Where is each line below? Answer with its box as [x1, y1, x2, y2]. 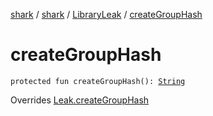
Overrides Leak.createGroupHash [10, 94, 150, 106]
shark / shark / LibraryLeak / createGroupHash [10, 9, 203, 20]
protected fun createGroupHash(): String [10, 76, 186, 86]
